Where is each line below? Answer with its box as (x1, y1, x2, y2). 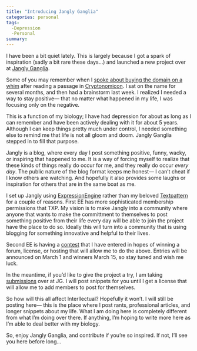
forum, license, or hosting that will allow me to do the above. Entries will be (6, 247, 188, 254)
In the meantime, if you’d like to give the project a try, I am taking (6, 271, 163, 278)
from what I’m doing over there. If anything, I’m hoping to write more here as (6, 314, 191, 321)
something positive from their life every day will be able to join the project (6, 217, 184, 224)
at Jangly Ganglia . (6, 65, 50, 71)
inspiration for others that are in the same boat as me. (6, 181, 136, 188)
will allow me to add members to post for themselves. (6, 284, 136, 291)
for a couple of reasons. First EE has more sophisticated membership (6, 198, 173, 205)
